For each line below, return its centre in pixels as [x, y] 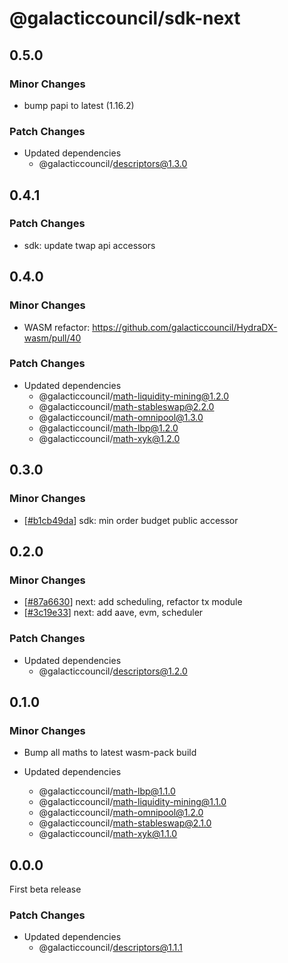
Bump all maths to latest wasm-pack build [110, 753]
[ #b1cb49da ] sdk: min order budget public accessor [131, 520]
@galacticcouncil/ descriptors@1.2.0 [113, 671]
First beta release [45, 889]
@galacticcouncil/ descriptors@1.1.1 [110, 948]
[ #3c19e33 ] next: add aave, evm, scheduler [113, 613]
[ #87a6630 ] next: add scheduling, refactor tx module [133, 602]
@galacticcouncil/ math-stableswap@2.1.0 [125, 823]
